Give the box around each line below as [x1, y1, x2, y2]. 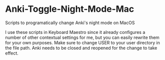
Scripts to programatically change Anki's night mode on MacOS [5, 20, 135, 26]
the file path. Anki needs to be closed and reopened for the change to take [5, 45, 158, 51]
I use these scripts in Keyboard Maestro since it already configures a [5, 29, 145, 35]
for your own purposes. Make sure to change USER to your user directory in [5, 39, 160, 45]
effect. [5, 50, 19, 56]
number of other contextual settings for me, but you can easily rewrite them [5, 34, 160, 40]
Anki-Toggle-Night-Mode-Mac [5, 3, 134, 15]
